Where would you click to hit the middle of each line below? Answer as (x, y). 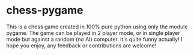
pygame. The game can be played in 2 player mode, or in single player (93, 33)
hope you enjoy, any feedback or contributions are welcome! (81, 46)
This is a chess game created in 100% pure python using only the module (97, 27)
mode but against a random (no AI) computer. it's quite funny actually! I (94, 39)
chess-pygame (45, 10)
